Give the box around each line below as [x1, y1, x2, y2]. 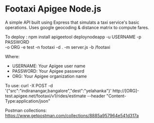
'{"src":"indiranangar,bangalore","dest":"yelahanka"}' [5, 88, 112, 93]
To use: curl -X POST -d [5, 82, 53, 88]
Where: [5, 53, 20, 59]
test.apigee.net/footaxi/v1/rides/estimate [5, 93, 86, 99]
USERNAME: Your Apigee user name [12, 63, 86, 69]
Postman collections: [5, 108, 47, 113]
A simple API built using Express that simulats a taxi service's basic [5, 19, 139, 25]
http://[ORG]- [112, 88, 139, 93]
